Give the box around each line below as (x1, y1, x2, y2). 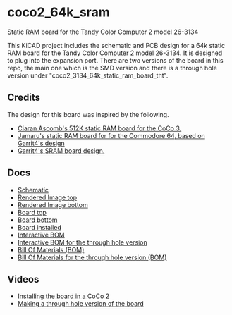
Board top (17, 208, 47, 216)
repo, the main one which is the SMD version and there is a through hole (7, 63, 217, 72)
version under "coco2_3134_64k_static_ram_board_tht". (7, 71, 169, 80)
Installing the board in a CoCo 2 (17, 292, 110, 300)
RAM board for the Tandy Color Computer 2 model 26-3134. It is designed (7, 49, 223, 57)
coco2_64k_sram (7, 4, 111, 20)
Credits (7, 92, 41, 104)
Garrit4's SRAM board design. (17, 146, 105, 155)
